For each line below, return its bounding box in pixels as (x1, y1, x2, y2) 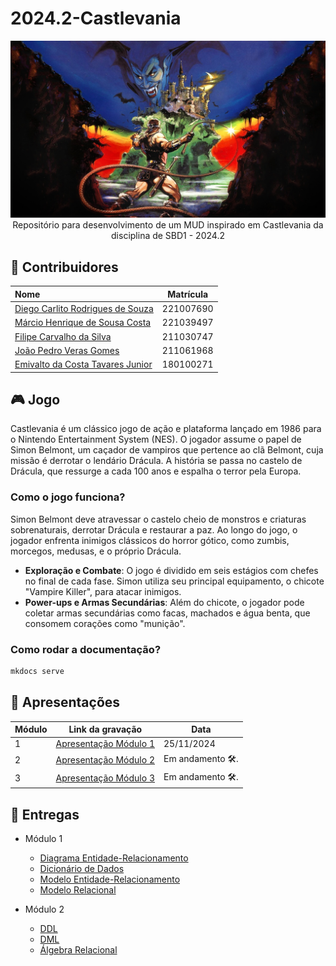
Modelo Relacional (39, 884, 117, 896)
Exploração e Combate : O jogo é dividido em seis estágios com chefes (24, 564, 319, 576)
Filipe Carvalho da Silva (14, 330, 112, 342)
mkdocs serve (10, 666, 65, 676)
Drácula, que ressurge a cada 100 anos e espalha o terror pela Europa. (10, 465, 302, 477)
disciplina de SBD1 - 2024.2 (111, 230, 225, 242)
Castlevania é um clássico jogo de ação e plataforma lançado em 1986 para (10, 423, 322, 435)
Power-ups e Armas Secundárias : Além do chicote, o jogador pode (24, 596, 305, 608)
